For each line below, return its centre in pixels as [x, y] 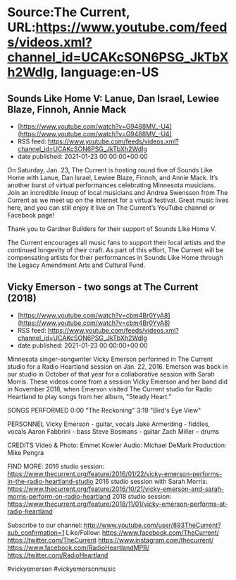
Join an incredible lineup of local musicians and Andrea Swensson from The [118, 193]
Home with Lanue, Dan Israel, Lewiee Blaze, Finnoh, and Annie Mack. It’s [113, 178]
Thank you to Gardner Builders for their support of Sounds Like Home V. [112, 229]
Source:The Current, [69, 12]
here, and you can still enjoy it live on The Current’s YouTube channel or [112, 208]
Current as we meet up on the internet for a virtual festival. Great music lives [118, 200]
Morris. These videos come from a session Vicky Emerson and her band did [117, 381]
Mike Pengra [26, 452]
